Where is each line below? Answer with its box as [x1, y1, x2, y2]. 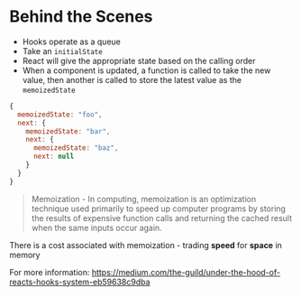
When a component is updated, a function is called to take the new [22, 65, 271, 76]
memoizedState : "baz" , [32, 143, 119, 153]
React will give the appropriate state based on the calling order [22, 55, 256, 66]
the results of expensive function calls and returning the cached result [31, 212, 293, 223]
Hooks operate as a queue [22, 36, 122, 47]
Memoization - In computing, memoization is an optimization [31, 193, 257, 204]
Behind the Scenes [9, 6, 153, 27]
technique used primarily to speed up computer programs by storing [31, 203, 287, 214]
